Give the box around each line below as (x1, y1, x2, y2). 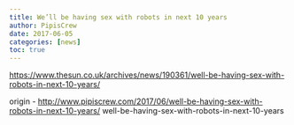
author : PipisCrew (9, 21, 77, 30)
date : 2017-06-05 (9, 29, 73, 38)
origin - (9, 96, 36, 107)
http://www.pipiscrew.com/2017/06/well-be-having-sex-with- (37, 96, 263, 107)
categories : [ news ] (9, 37, 81, 47)
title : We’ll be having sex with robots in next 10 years (9, 12, 228, 22)
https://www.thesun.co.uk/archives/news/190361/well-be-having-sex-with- (9, 70, 285, 80)
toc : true (9, 46, 46, 55)
